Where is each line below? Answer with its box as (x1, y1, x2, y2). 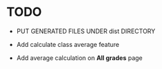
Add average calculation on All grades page (16, 53, 143, 62)
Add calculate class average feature (16, 40, 120, 48)
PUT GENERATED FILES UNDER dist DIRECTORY (16, 27, 156, 35)
